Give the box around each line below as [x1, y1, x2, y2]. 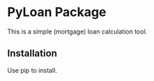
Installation [7, 47, 57, 59]
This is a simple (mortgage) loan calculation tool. [7, 27, 148, 36]
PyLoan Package [7, 4, 107, 20]
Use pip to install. [7, 66, 57, 74]
